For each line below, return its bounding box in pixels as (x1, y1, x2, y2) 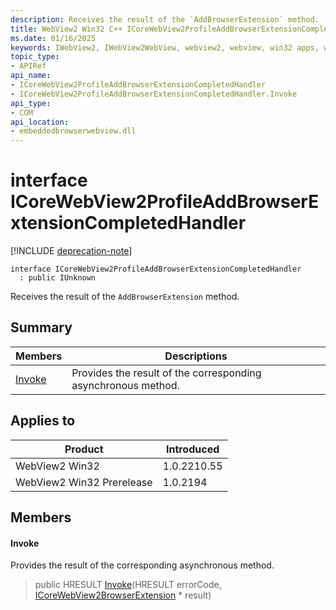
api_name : (10, 71, 52, 81)
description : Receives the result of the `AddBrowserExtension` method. (10, 14, 320, 25)
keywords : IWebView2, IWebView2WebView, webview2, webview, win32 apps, (10, 42, 320, 53)
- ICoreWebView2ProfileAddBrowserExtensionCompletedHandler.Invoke (10, 89, 298, 99)
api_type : (10, 98, 52, 108)
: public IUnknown (19, 273, 97, 283)
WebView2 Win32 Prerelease (15, 475, 153, 489)
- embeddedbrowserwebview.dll (10, 126, 137, 136)
